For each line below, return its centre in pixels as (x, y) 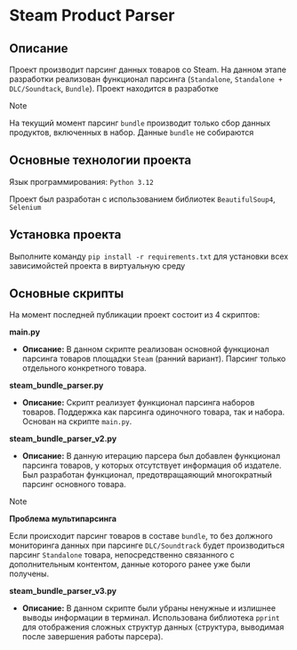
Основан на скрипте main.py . (77, 421)
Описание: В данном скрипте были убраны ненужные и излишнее (149, 608)
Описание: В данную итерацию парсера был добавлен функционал (151, 456)
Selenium (25, 207)
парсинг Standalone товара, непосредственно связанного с (122, 555)
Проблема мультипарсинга (63, 519)
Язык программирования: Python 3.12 (81, 181)
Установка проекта (65, 235)
